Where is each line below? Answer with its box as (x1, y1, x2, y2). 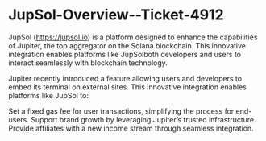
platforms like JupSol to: (8, 90, 89, 100)
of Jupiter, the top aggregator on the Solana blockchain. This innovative (8, 40, 246, 50)
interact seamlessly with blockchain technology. (8, 58, 168, 68)
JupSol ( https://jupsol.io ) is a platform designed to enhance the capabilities (8, 32, 258, 42)
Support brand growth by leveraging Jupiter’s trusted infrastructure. (31, 114, 256, 124)
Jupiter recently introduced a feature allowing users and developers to (8, 73, 243, 83)
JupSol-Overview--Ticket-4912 (8, 6, 224, 24)
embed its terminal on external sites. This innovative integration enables (8, 82, 247, 92)
